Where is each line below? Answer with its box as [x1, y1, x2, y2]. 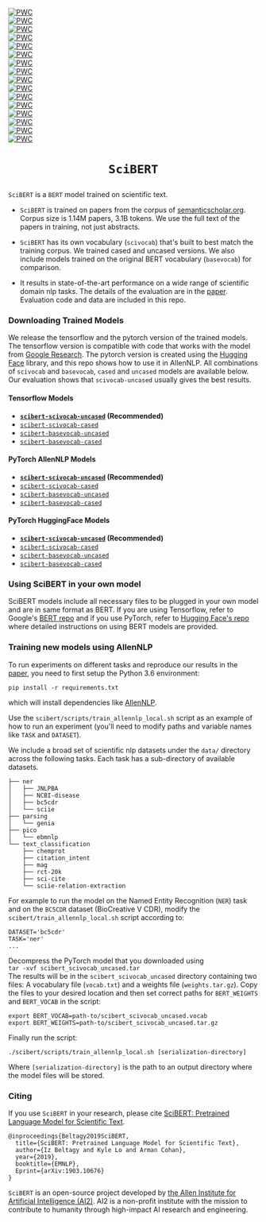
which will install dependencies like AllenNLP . [8, 698, 157, 707]
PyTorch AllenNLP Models [8, 454, 96, 464]
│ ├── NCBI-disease [8, 791, 80, 799]
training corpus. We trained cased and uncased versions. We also [19, 246, 236, 256]
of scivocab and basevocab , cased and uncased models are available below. [8, 366, 249, 377]
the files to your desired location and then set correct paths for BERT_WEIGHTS [8, 988, 258, 997]
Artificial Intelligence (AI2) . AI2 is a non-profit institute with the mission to [8, 1196, 248, 1205]
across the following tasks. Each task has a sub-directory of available [8, 753, 236, 763]
